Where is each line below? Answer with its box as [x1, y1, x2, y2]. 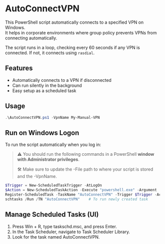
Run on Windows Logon [5, 129, 80, 137]
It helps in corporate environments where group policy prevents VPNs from [5, 30, 157, 35]
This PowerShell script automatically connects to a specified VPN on [5, 19, 144, 25]
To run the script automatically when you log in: [5, 141, 102, 148]
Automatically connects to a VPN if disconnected [12, 77, 111, 83]
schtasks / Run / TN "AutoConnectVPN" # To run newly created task [5, 197, 148, 202]
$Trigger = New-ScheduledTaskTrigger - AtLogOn [5, 183, 102, 188]
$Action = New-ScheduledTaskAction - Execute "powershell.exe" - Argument [5, 188, 157, 193]
